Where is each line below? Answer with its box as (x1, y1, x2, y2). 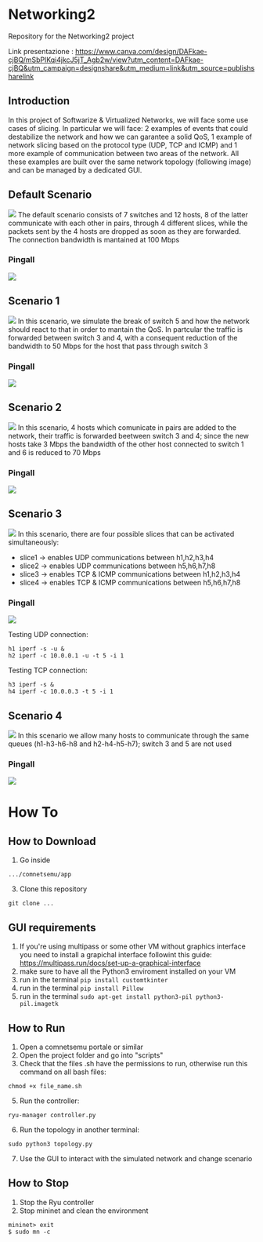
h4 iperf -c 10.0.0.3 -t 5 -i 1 (8, 688, 113, 696)
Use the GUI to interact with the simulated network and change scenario (19, 1153, 253, 1163)
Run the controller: (19, 1096, 80, 1105)
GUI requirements (8, 920, 96, 934)
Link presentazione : (8, 46, 74, 56)
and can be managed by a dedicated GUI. (8, 165, 142, 174)
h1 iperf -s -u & (8, 645, 65, 653)
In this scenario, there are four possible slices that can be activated (17, 529, 235, 538)
